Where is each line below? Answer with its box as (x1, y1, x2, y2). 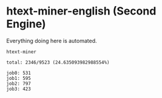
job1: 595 (6, 75, 32, 81)
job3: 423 (6, 86, 32, 92)
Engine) (6, 17, 47, 31)
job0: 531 (6, 70, 32, 76)
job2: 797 (6, 80, 32, 87)
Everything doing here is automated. (6, 37, 97, 44)
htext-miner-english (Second (6, 4, 157, 18)
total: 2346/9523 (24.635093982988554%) (6, 59, 110, 65)
